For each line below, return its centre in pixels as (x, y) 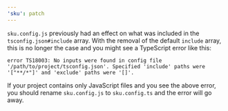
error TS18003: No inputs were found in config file (85, 60)
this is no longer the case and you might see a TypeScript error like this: (110, 48)
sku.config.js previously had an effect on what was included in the (103, 33)
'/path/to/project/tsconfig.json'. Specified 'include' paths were (106, 66)
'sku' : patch (26, 13)
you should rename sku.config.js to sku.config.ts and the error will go (110, 92)
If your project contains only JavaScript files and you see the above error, (112, 85)
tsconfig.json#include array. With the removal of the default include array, (114, 40)
